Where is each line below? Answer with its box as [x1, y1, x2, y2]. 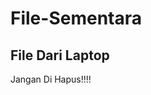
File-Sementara [10, 7, 142, 30]
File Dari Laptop [10, 47, 110, 64]
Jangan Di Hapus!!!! [10, 73, 92, 85]
